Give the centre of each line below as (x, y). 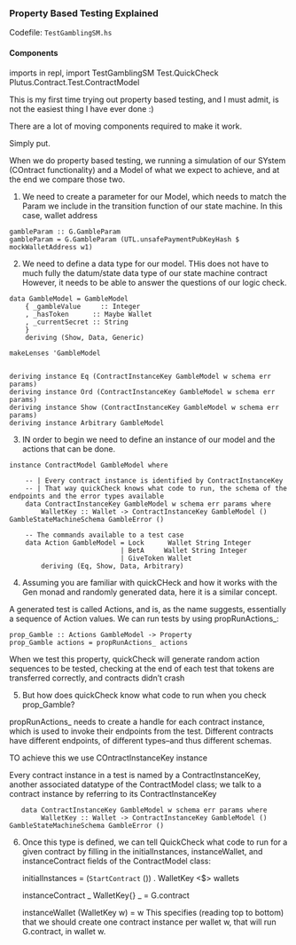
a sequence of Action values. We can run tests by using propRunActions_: (144, 618)
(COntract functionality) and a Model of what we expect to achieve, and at (144, 169)
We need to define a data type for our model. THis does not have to (145, 264)
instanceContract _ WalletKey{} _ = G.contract (106, 895)
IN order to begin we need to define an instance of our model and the (148, 439)
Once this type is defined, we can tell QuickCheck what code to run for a (155, 842)
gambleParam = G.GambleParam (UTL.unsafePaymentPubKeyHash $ (125, 239)
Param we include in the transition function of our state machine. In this (152, 206)
